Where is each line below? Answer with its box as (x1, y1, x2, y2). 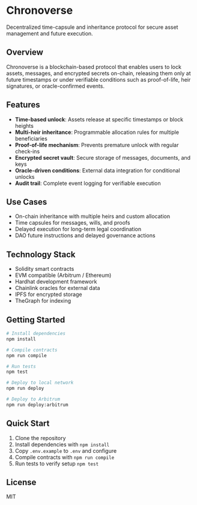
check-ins (14, 148, 40, 155)
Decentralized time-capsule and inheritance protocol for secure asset (6, 23, 178, 31)
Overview (6, 47, 44, 58)
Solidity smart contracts (14, 265, 74, 273)
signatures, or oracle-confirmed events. (6, 82, 105, 89)
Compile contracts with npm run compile (14, 453, 115, 461)
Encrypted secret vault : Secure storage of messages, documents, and (14, 154, 191, 161)
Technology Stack (6, 249, 76, 259)
